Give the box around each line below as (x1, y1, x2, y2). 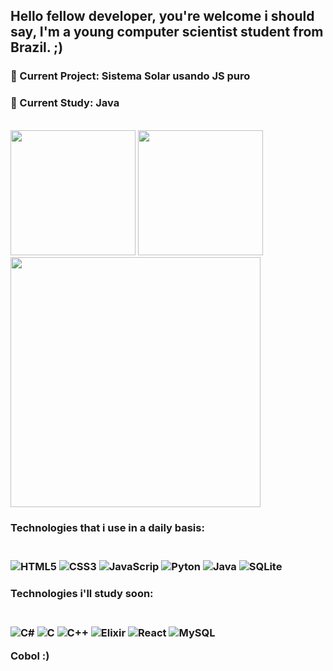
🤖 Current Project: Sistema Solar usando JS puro (10, 69, 251, 83)
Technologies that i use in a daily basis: (10, 520, 205, 534)
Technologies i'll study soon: (10, 587, 154, 601)
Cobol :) (10, 649, 50, 663)
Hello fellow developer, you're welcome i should (10, 8, 315, 25)
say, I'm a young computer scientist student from (10, 24, 324, 41)
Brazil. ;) (10, 39, 64, 56)
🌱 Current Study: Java (10, 96, 120, 110)
